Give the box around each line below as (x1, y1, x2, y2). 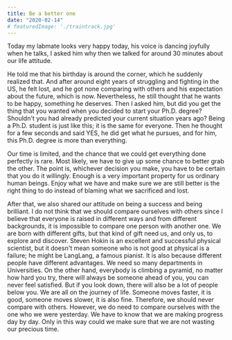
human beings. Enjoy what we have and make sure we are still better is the (7, 179, 220, 188)
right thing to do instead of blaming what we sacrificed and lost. (7, 186, 189, 195)
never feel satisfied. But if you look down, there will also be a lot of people (7, 281, 218, 289)
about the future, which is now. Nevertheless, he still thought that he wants (7, 92, 221, 100)
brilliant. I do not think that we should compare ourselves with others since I (7, 207, 223, 215)
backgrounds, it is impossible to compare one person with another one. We (7, 222, 222, 231)
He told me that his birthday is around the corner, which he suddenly (7, 70, 203, 78)
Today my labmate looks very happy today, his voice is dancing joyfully (7, 42, 210, 51)
